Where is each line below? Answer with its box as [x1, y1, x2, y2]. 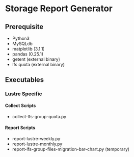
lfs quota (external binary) [12, 62, 65, 67]
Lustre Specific [5, 90, 43, 97]
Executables [5, 76, 44, 84]
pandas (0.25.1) [12, 51, 44, 57]
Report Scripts [5, 125, 35, 131]
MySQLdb [12, 41, 33, 47]
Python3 [12, 35, 29, 41]
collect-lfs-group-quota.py [12, 113, 67, 119]
